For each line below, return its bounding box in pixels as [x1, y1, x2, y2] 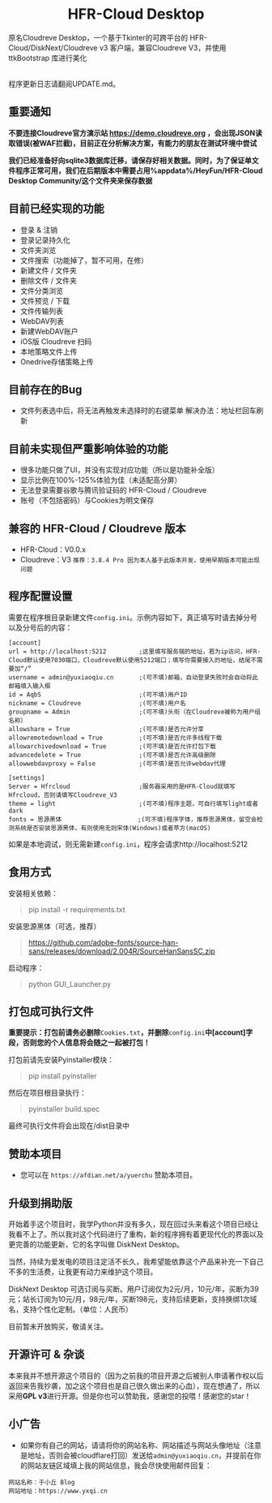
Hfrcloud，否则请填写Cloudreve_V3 [8, 790, 117, 799]
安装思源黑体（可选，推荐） [8, 921, 101, 931]
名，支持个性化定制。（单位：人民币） [8, 1304, 133, 1315]
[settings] [8, 773, 45, 782]
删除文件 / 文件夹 [19, 275, 77, 285]
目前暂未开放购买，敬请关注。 [8, 1322, 108, 1332]
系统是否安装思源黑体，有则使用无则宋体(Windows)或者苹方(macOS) [14, 824, 211, 832]
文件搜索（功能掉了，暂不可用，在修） [19, 255, 148, 265]
